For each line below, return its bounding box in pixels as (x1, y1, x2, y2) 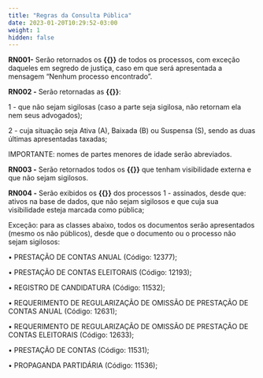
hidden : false (8, 33, 55, 42)
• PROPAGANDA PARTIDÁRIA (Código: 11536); (8, 361, 158, 370)
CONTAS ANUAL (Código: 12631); (8, 306, 117, 316)
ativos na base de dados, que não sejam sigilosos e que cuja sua (8, 197, 219, 206)
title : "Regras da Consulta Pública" (8, 11, 132, 20)
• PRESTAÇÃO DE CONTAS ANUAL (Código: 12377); (8, 253, 178, 262)
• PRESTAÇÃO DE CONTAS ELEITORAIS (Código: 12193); (8, 268, 192, 277)
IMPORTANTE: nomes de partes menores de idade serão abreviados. (8, 150, 232, 159)
